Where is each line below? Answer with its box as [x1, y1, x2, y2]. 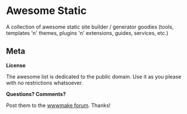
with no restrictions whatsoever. [6, 79, 84, 86]
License [6, 62, 26, 69]
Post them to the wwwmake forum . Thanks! [6, 102, 111, 109]
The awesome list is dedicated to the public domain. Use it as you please [6, 73, 182, 80]
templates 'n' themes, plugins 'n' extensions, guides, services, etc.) [6, 29, 168, 36]
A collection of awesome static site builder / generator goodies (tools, [6, 23, 174, 30]
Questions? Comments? [6, 90, 66, 97]
